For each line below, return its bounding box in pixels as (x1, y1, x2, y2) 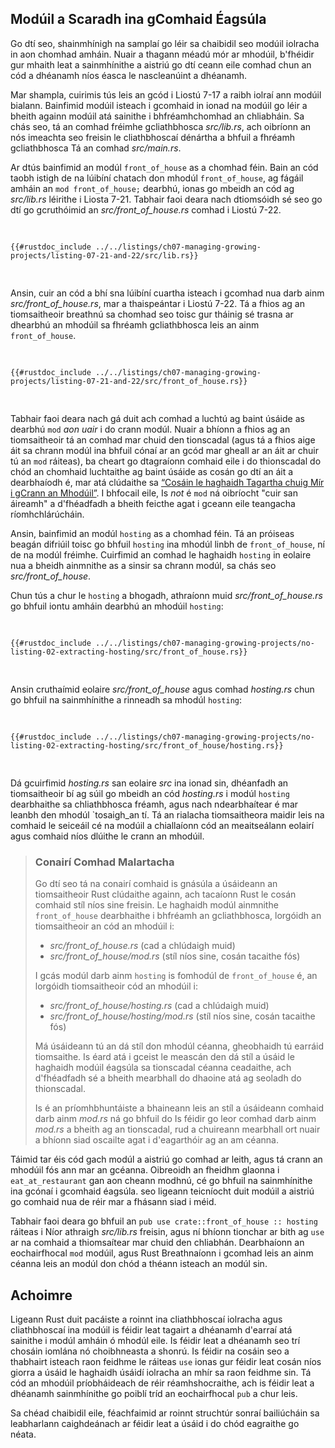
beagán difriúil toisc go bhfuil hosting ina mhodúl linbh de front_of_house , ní (10, 538, 325, 550)
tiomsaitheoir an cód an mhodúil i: (34, 920, 175, 932)
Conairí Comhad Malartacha (34, 855, 175, 869)
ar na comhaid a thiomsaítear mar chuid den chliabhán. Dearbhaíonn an (10, 1237, 305, 1249)
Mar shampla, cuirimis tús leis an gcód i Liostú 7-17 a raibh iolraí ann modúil (10, 88, 322, 101)
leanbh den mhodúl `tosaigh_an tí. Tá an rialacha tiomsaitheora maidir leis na (10, 808, 325, 821)
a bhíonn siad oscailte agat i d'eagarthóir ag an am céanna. (34, 1134, 279, 1146)
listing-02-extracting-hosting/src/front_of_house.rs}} (10, 647, 248, 657)
